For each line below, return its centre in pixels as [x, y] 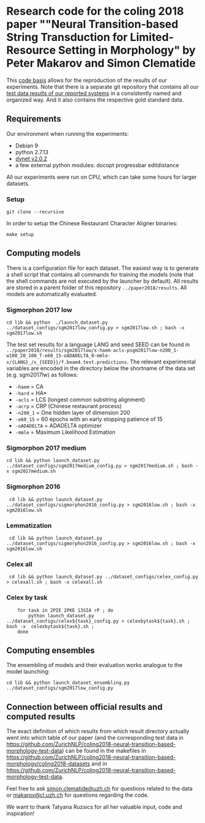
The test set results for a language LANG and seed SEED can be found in [98, 344]
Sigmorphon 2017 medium [47, 448]
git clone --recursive [35, 212]
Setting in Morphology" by [127, 50]
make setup [20, 235]
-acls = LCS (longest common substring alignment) [80, 400]
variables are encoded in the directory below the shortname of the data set [101, 368]
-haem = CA [29, 387]
